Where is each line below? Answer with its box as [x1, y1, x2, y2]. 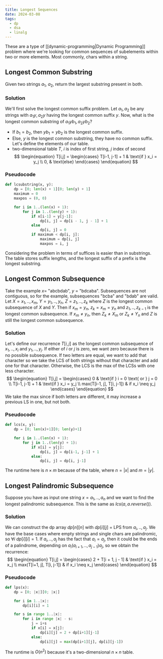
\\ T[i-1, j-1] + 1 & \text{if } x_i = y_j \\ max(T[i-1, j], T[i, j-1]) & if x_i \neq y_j [8, 381, 156, 387]
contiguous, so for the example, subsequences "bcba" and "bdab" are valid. [5, 293, 159, 299]
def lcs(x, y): [5, 422, 36, 427]
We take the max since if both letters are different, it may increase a [5, 394, 141, 400]
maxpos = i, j [40, 241, 69, 246]
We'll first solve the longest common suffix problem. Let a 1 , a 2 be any [5, 105, 144, 113]
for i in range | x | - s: [22, 616, 73, 621]
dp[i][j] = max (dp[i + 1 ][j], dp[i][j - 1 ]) [40, 639, 123, 644]
